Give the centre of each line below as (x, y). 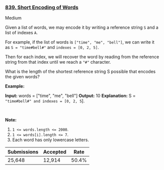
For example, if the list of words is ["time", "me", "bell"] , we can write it (80, 42)
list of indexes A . (22, 33)
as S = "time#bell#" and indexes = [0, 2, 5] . (52, 48)
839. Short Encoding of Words (42, 7)
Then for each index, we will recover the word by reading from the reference (82, 57)
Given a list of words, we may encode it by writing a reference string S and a (82, 27)
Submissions (23, 152)
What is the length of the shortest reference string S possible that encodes (80, 72)
